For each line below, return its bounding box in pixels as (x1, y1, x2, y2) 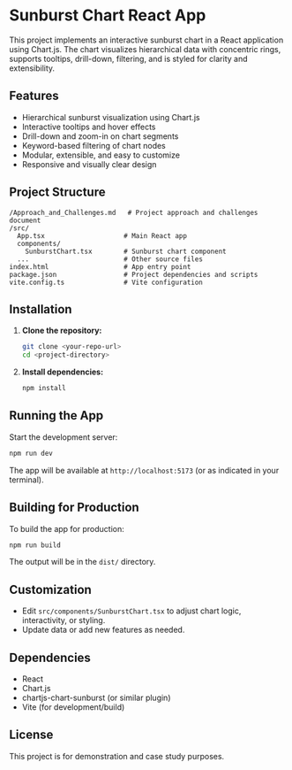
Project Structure (9, 185, 106, 200)
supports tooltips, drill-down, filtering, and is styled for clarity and (9, 53, 248, 64)
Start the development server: (9, 431, 118, 443)
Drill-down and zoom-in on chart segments (21, 130, 179, 142)
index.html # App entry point (9, 262, 191, 271)
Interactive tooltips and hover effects (21, 121, 156, 132)
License (9, 728, 54, 743)
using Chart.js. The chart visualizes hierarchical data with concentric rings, (9, 43, 281, 54)
